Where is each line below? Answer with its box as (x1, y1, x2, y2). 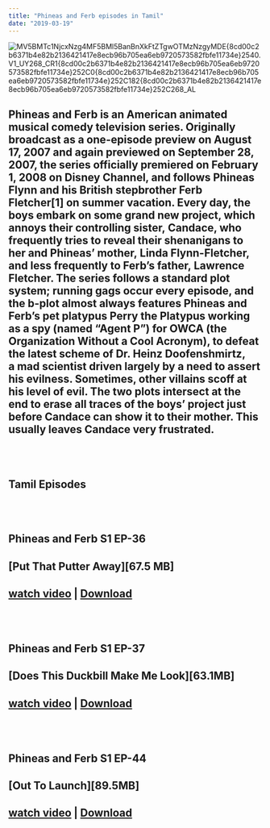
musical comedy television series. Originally (8, 120, 236, 134)
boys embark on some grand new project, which (8, 208, 255, 222)
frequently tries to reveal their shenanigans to (8, 233, 244, 247)
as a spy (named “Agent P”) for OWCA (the (8, 322, 227, 335)
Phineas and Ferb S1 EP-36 (8, 532, 147, 546)
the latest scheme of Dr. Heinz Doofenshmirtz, (8, 347, 246, 360)
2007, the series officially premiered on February (8, 158, 259, 172)
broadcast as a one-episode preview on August (8, 132, 252, 146)
